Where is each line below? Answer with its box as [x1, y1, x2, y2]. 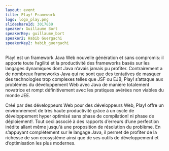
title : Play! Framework [5, 12, 56, 17]
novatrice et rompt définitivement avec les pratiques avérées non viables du [5, 87, 164, 93]
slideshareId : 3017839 [5, 21, 53, 27]
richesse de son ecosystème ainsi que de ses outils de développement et [5, 134, 159, 140]
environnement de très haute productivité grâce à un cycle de [5, 107, 134, 113]
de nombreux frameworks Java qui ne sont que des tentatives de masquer [5, 71, 161, 77]
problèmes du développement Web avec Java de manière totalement [5, 81, 150, 87]
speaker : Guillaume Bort [5, 26, 58, 32]
